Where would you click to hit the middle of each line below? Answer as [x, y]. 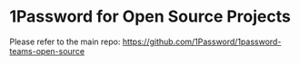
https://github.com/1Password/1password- [202, 42]
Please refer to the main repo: [65, 42]
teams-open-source [47, 51]
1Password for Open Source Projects [150, 17]
